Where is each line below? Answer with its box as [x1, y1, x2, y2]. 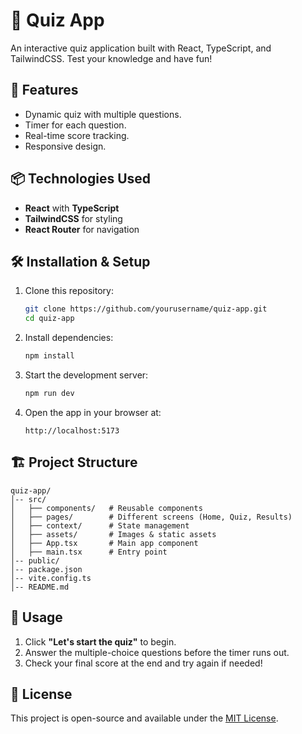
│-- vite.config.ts [10, 573, 92, 583]
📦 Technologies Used [10, 170, 152, 188]
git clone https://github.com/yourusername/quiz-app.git [24, 304, 268, 314]
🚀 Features [10, 82, 79, 99]
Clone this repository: [24, 285, 114, 297]
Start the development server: [24, 369, 149, 381]
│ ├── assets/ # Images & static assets [10, 529, 217, 539]
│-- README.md [10, 582, 70, 592]
